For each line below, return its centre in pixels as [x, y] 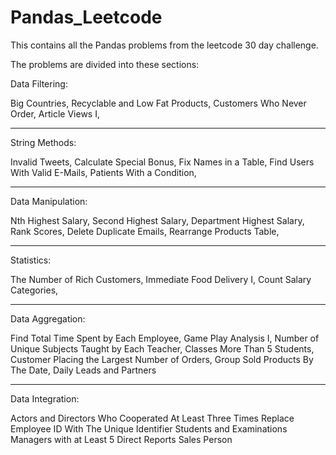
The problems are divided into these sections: [105, 64]
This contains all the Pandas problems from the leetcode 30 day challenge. [164, 45]
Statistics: [31, 260]
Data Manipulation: [49, 201]
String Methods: [43, 142]
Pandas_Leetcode [86, 17]
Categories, [34, 290]
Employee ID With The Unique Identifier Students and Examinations [149, 428]
